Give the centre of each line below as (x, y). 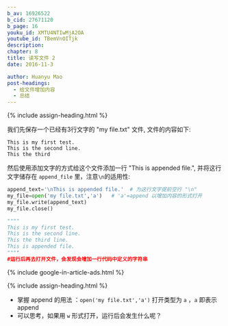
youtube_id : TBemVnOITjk (42, 39)
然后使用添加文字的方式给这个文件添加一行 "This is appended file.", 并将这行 (114, 168)
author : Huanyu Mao (35, 77)
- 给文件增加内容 (34, 90)
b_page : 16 (23, 26)
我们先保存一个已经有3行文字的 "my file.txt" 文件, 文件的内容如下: (99, 129)
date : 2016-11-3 (30, 64)
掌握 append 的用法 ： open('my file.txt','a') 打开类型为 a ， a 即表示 (117, 299)
